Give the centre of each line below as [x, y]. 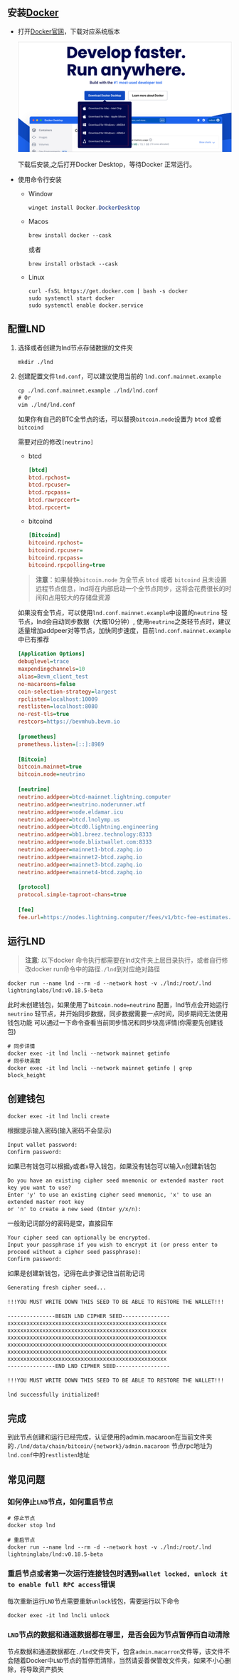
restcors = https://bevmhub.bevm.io [69, 722]
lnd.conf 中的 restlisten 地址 [49, 1455]
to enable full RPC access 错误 [62, 1584]
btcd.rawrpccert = [54, 500]
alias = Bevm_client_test [53, 677]
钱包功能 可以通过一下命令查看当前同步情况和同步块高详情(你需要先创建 [112, 1022]
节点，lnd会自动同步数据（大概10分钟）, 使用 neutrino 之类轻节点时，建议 [124, 622]
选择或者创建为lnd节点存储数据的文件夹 [75, 348]
